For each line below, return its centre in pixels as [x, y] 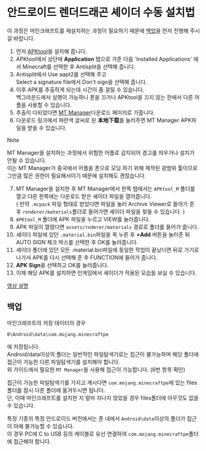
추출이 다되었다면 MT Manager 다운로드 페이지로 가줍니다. [85, 112]
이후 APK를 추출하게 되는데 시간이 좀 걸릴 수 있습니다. [80, 89]
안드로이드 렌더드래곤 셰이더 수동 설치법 [101, 13]
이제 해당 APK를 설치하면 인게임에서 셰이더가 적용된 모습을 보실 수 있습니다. [106, 272]
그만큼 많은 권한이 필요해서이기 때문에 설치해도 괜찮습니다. [77, 176]
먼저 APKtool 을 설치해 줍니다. [51, 51]
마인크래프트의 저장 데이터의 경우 [47, 322]
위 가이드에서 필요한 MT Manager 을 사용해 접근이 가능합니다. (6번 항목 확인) [96, 369]
